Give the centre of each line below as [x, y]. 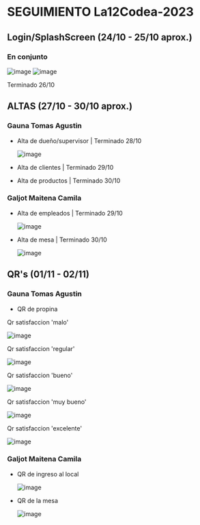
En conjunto [27, 57]
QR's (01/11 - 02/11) [48, 274]
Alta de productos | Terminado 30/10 [69, 180]
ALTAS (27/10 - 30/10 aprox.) [70, 106]
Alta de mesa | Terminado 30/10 [62, 240]
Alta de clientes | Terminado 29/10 [65, 167]
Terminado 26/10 [31, 85]
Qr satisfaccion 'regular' [41, 348]
